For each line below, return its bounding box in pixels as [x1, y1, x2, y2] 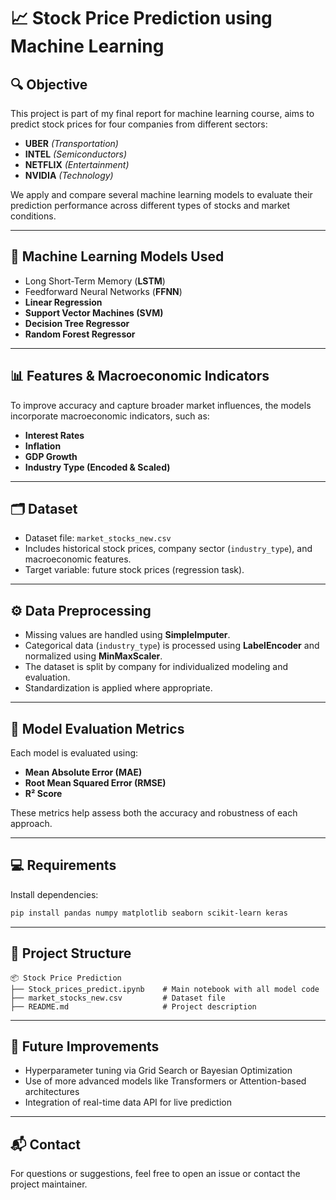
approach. [10, 818, 53, 830]
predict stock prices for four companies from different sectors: [10, 118, 268, 130]
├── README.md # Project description [10, 1001, 257, 1012]
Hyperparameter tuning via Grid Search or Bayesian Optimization [24, 1065, 293, 1077]
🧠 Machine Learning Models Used [10, 248, 225, 265]
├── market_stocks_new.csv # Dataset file [10, 993, 226, 1003]
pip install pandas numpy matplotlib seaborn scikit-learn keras [10, 908, 288, 918]
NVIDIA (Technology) [24, 170, 114, 181]
